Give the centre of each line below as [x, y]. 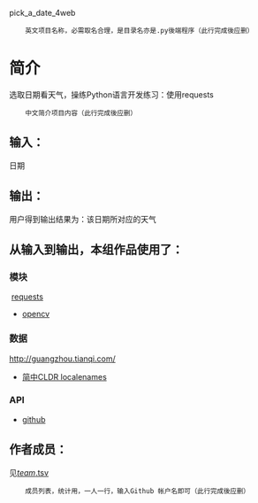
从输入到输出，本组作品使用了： [96, 249]
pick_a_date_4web [42, 13]
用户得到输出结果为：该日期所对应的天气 [83, 219]
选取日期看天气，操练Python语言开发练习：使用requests [111, 94]
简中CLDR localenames [64, 376]
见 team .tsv [29, 472]
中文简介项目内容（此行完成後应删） [81, 113]
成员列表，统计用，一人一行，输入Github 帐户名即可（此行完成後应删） [137, 491]
